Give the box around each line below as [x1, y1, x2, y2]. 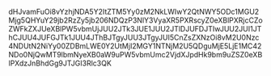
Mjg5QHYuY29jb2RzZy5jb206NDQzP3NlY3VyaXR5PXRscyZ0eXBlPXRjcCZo [8, 15, 263, 25]
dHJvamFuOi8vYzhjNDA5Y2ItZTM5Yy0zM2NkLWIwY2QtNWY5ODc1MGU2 [8, 7, 260, 16]
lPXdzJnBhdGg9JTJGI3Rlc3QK [8, 58, 112, 68]
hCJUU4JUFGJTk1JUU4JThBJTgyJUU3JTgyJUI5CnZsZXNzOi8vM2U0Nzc [8, 32, 260, 42]
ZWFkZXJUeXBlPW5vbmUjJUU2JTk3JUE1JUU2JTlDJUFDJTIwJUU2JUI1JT [8, 24, 262, 33]
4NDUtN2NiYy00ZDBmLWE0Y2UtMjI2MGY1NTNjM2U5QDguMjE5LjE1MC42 [8, 41, 262, 51]
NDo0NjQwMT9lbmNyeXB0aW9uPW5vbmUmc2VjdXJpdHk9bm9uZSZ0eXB [8, 50, 263, 59]
